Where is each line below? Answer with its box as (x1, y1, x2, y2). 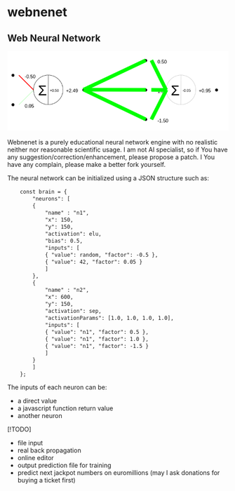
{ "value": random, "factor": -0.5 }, (44, 252, 159, 259)
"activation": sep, (44, 308, 102, 315)
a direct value (17, 397, 58, 405)
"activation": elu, (44, 231, 102, 238)
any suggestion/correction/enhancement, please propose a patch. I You (7, 153, 215, 161)
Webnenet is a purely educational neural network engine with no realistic (7, 138, 218, 147)
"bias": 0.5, (44, 238, 83, 245)
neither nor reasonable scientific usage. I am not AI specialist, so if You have (7, 145, 228, 154)
